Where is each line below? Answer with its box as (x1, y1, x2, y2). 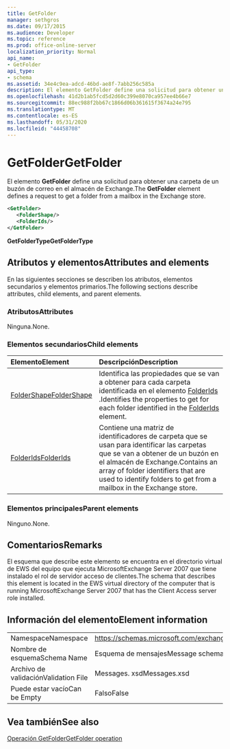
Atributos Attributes (7, 306, 74, 316)
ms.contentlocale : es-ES (7, 112, 78, 119)
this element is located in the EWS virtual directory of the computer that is (7, 579, 216, 588)
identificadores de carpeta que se (99, 432, 207, 441)
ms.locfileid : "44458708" (7, 125, 81, 132)
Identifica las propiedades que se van (99, 369, 220, 379)
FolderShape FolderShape (10, 390, 92, 400)
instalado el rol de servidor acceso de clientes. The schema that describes (7, 572, 216, 581)
